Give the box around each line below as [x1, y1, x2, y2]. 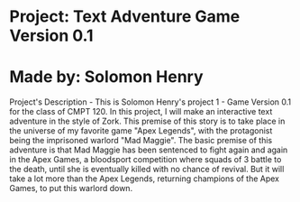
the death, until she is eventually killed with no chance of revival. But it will [9, 164, 285, 175]
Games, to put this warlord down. [9, 183, 133, 194]
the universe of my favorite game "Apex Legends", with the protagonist [9, 125, 273, 136]
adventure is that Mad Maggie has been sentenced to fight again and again [9, 144, 288, 155]
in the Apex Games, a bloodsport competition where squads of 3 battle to [9, 154, 282, 165]
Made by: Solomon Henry [9, 67, 205, 87]
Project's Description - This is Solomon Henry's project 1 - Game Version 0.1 [9, 96, 292, 107]
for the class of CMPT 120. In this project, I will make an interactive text [9, 106, 273, 117]
